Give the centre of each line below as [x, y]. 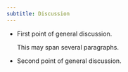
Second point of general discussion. [69, 61]
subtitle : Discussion [38, 14]
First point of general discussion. [64, 34]
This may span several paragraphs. [68, 47]
